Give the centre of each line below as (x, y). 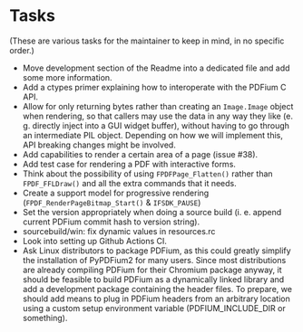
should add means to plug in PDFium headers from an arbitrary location (156, 299)
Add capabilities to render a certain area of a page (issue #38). (140, 154)
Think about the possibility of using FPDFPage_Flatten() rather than (148, 174)
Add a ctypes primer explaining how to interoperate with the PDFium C (154, 87)
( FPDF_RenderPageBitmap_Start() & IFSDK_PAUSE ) (112, 202)
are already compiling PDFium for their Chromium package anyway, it (152, 270)
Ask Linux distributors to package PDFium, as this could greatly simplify (157, 251)
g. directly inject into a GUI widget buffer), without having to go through (156, 125)
